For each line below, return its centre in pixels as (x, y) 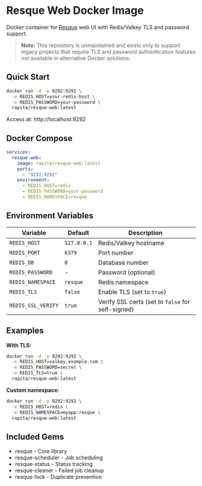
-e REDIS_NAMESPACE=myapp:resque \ (56, 412)
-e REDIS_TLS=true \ (37, 373)
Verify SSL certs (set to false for (144, 301)
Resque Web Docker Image (75, 11)
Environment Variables (50, 216)
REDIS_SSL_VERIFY (34, 305)
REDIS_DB (22, 262)
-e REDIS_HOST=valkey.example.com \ (57, 362)
